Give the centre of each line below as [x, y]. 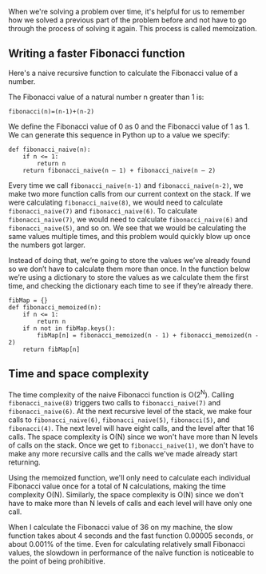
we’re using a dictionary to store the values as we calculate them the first [129, 277]
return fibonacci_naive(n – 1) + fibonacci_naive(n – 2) [119, 170]
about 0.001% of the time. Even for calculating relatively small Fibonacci [127, 544]
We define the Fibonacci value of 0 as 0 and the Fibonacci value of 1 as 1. [129, 126]
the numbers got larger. [47, 245]
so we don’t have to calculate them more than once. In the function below [129, 269]
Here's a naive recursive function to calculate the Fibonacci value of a [123, 73]
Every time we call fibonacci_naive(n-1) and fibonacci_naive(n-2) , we [126, 185]
